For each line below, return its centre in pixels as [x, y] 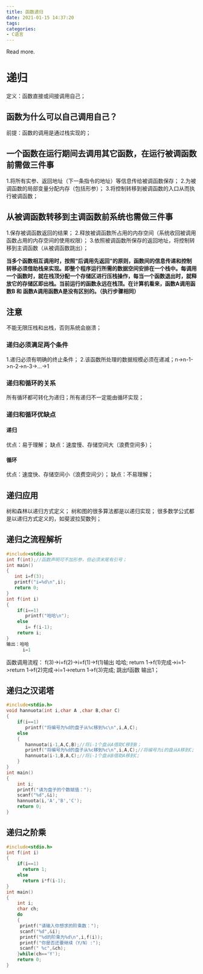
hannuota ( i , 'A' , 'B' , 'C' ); [50, 801]
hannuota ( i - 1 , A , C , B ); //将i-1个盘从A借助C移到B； [83, 744]
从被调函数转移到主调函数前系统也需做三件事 [90, 217]
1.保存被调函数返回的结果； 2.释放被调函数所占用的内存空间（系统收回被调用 [101, 233]
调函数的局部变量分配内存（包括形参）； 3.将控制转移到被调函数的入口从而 [98, 188]
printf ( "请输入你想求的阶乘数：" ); [60, 925]
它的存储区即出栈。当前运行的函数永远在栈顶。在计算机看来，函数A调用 [101, 283]
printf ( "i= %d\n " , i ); [40, 582]
